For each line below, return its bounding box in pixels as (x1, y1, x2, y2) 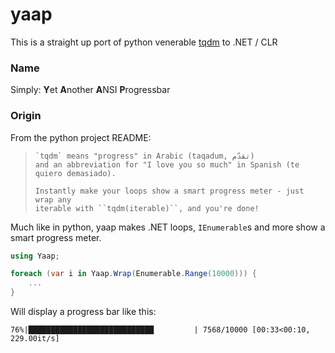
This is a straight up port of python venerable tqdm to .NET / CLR (10, 36, 278, 48)
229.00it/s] (10, 334, 60, 344)
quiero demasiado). (34, 168, 117, 178)
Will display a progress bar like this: (10, 306, 157, 318)
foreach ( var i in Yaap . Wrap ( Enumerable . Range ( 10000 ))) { (10, 269, 257, 279)
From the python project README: (10, 131, 152, 143)
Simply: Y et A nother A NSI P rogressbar (10, 84, 171, 96)
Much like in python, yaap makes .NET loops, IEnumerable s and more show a (10, 221, 326, 233)
